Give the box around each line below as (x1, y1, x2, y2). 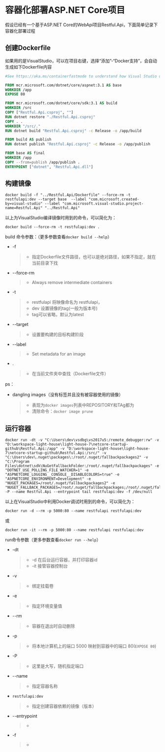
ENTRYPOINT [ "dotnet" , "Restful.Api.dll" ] (5, 164, 93, 169)
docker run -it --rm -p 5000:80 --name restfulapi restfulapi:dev (5, 528, 144, 533)
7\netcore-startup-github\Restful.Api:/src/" (5, 451, 100, 456)
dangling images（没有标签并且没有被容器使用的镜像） (12, 392, 124, 397)
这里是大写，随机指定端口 (31, 663, 84, 669)
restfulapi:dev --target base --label (5, 197, 87, 202)
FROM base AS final (5, 151, 45, 156)
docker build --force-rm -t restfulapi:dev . (5, 225, 100, 230)
